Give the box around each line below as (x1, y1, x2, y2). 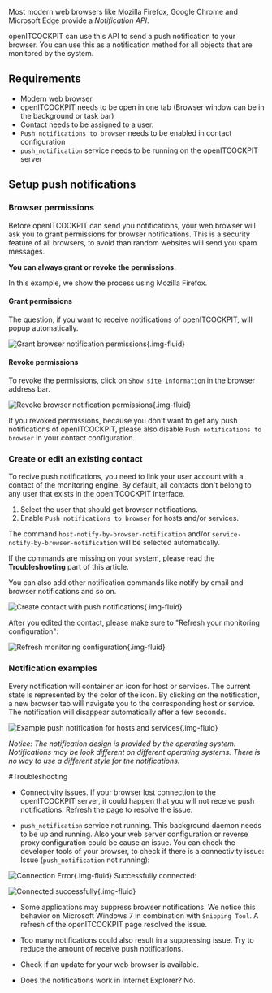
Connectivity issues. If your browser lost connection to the (19, 787, 217, 797)
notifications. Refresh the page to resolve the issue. (19, 804, 193, 814)
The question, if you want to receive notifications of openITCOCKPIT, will (8, 314, 253, 324)
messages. (8, 246, 45, 256)
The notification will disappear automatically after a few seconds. (8, 707, 227, 717)
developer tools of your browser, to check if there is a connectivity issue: (19, 846, 265, 856)
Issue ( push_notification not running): (19, 855, 150, 865)
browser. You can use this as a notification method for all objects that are (8, 40, 253, 50)
